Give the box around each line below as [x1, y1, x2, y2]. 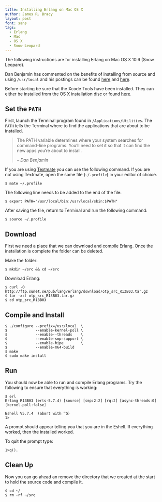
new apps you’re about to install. [16, 148, 82, 153]
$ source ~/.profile [5, 217, 47, 222]
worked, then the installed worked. [5, 429, 74, 435]
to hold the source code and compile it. [5, 479, 83, 485]
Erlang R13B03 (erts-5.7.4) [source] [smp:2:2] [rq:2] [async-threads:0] [5, 398, 157, 403]
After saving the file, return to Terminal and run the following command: [5, 207, 147, 214]
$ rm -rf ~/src [5, 492, 36, 498]
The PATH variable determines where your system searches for [16, 137, 144, 143]
